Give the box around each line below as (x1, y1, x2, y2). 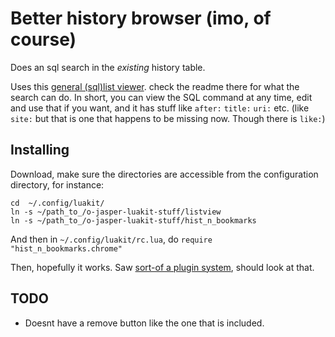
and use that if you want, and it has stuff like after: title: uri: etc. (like (10, 102, 310, 114)
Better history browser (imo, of (10, 7, 272, 30)
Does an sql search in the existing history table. (10, 61, 206, 73)
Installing (10, 142, 70, 159)
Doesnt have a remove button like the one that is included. (24, 317, 265, 329)
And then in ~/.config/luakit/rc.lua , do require (10, 233, 213, 245)
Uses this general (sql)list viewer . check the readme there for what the (10, 80, 300, 92)
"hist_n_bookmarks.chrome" (10, 243, 123, 254)
